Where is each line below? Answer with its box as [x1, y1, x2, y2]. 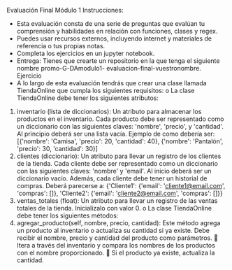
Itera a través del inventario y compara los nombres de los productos [16, 241, 216, 249]
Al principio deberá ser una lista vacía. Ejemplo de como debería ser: [16, 129, 215, 138]
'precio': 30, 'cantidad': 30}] [16, 145, 99, 152]
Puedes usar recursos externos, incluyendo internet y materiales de [16, 34, 212, 43]
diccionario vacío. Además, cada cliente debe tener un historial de [16, 174, 208, 183]
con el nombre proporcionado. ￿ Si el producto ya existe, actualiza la [16, 248, 215, 257]
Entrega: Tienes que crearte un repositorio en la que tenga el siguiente [16, 57, 220, 65]
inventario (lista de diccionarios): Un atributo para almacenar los [16, 108, 202, 115]
